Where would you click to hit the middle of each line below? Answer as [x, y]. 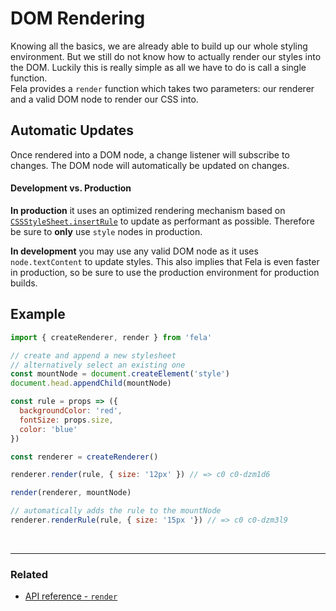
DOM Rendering [78, 18]
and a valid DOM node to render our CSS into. [104, 99]
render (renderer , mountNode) [71, 493]
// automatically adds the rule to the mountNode [116, 511]
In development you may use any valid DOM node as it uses [134, 251]
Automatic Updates [72, 130]
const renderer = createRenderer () [84, 457]
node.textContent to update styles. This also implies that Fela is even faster [165, 261]
